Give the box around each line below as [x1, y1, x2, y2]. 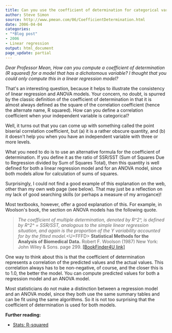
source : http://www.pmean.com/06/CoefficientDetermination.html [5, 17, 145, 22]
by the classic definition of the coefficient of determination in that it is [5, 96, 152, 102]
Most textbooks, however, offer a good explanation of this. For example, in [5, 201, 162, 207]
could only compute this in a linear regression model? [5, 75, 119, 81]
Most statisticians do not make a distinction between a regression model [5, 285, 158, 292]
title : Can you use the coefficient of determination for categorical [5, 7, 159, 13]
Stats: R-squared [12, 321, 49, 328]
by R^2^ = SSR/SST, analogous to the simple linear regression [17, 222, 149, 228]
